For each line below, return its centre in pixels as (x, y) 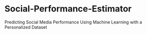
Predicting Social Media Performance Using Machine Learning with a (73, 22)
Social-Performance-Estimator (68, 9)
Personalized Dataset (26, 27)
